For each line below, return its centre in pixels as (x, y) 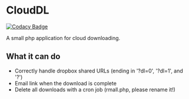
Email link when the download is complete (65, 83)
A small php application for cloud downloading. (63, 38)
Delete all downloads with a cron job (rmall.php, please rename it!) (95, 90)
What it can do (33, 57)
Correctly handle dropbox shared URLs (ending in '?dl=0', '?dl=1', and (99, 71)
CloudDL (28, 10)
